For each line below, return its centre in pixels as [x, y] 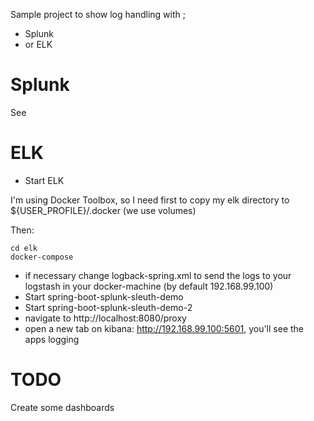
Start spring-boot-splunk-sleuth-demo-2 [108, 307]
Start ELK [44, 180]
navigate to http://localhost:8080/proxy [105, 318]
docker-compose [42, 257]
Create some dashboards [62, 407]
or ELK [38, 44]
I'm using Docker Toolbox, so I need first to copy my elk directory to [150, 200]
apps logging [52, 339]
